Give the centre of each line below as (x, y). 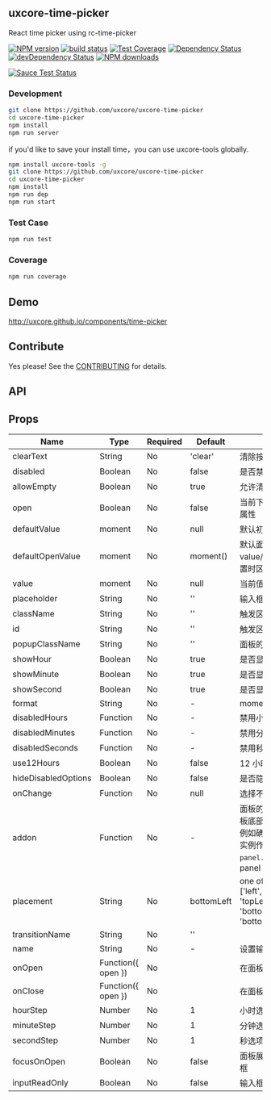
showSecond (37, 689)
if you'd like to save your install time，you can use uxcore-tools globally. (129, 149)
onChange (32, 793)
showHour (32, 659)
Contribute (36, 347)
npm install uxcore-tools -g (57, 165)
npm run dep (28, 194)
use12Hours (36, 763)
